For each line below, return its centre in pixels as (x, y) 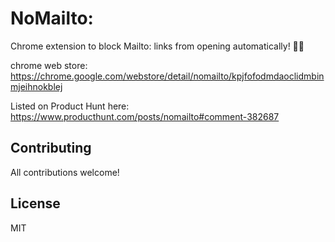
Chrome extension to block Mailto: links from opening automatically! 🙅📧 (157, 46)
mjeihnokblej (36, 86)
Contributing (51, 148)
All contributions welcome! (65, 172)
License (35, 203)
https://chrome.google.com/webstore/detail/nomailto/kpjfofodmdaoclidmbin (167, 76)
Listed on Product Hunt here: (70, 106)
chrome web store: (49, 65)
